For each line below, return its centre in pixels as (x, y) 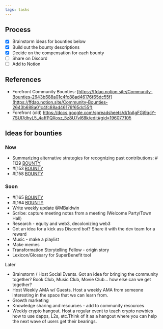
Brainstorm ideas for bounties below (49, 41)
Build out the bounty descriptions (46, 47)
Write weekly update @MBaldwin (46, 208)
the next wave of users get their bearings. (54, 321)
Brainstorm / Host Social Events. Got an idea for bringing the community (85, 274)
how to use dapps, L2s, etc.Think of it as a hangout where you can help (84, 316)
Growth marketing (30, 300)
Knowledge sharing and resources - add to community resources (78, 305)
